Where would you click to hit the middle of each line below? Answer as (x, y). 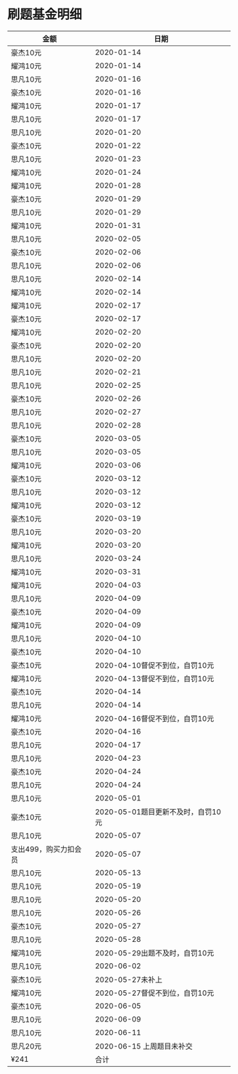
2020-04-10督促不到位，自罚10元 (154, 665)
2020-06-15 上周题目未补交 (143, 1046)
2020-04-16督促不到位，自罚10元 (154, 718)
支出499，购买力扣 (43, 849)
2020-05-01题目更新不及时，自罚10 (158, 812)
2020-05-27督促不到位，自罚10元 (154, 993)
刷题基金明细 (45, 15)
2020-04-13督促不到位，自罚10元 (154, 678)
